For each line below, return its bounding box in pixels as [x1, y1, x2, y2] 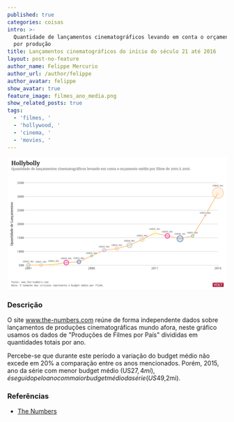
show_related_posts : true [7, 100, 82, 107]
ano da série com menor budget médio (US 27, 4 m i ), [7, 367, 155, 374]
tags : [7, 107, 23, 115]
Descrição [7, 300, 43, 310]
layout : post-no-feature [7, 56, 79, 63]
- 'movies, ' [13, 136, 52, 143]
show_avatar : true [7, 85, 61, 92]
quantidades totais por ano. [7, 338, 86, 346]
